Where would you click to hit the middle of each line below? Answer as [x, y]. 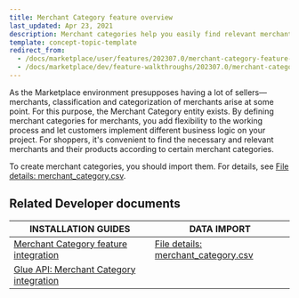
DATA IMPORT [220, 229]
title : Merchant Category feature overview [91, 17]
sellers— [251, 92]
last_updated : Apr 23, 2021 [61, 26]
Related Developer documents [95, 204]
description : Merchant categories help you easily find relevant [133, 34]
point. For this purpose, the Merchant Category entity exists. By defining [141, 111]
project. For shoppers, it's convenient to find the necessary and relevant [141, 140]
